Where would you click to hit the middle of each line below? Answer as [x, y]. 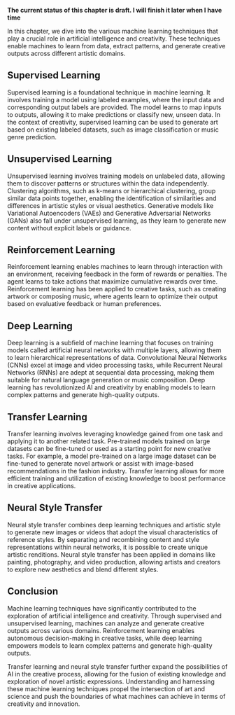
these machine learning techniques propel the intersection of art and [106, 688]
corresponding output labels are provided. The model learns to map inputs [114, 107]
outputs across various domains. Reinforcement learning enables [101, 630]
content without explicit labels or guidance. [69, 228]
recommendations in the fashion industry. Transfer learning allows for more [116, 471]
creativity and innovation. [44, 704]
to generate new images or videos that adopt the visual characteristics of [113, 532]
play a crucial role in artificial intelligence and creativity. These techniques [114, 39]
